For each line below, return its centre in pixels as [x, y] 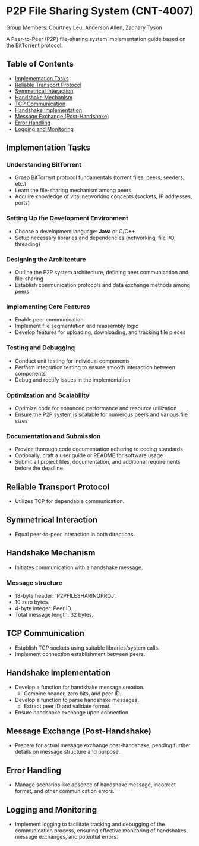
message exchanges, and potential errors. [66, 837]
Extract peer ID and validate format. [67, 706]
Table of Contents [40, 64]
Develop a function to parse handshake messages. [77, 700]
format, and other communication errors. [64, 791]
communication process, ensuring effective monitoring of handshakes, [101, 831]
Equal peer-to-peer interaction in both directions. [75, 534]
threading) [27, 244]
